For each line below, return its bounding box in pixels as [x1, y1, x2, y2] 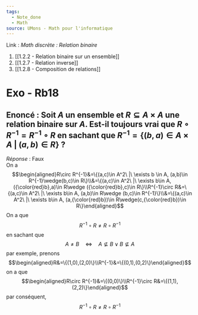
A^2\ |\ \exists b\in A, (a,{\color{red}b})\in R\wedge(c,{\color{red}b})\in [14, 196, 186, 203]
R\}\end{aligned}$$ [76, 202, 124, 209]
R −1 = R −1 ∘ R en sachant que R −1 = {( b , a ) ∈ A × [6, 128, 189, 140]
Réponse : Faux [6, 155, 45, 163]
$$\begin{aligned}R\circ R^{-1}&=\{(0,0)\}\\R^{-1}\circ [21, 277, 153, 285]
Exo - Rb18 [6, 87, 59, 100]
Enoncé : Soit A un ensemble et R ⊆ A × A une [6, 110, 180, 120]
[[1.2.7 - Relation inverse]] [14, 59, 78, 66]
